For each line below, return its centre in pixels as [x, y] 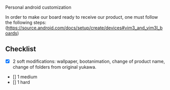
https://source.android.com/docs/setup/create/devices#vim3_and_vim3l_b [85, 28]
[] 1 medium [25, 77]
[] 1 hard [21, 82]
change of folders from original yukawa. [54, 67]
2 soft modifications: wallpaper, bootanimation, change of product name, [89, 61]
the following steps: [26, 22]
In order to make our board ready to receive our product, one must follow [82, 17]
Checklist [21, 49]
